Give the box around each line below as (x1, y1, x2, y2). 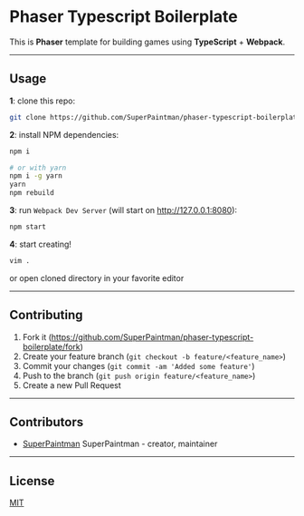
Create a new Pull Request (22, 379, 122, 391)
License (9, 473, 55, 489)
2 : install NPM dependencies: (9, 129, 119, 140)
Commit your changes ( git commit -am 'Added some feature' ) (22, 360, 255, 371)
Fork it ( (22, 331, 52, 342)
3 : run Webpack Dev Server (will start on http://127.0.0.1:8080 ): (9, 205, 238, 215)
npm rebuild (9, 189, 54, 198)
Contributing (9, 307, 83, 323)
